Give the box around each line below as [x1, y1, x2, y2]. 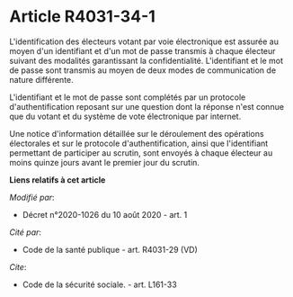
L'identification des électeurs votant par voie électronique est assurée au [9, 36, 279, 47]
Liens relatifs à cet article [9, 174, 106, 185]
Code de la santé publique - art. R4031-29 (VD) [22, 244, 198, 255]
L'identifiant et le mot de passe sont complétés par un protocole [9, 92, 246, 103]
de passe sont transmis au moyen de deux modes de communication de [9, 65, 277, 76]
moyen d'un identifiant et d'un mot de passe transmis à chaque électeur [9, 45, 276, 56]
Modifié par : [9, 192, 56, 202]
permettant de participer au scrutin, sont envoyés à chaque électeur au [9, 147, 273, 158]
